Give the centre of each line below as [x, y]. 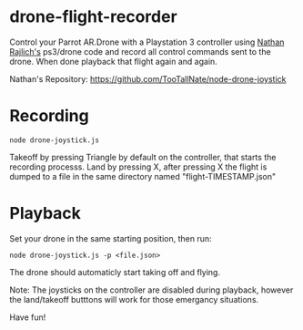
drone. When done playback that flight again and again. [114, 61]
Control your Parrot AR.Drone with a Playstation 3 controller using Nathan [147, 42]
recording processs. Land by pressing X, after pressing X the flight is [138, 167]
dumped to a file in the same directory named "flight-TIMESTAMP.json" [142, 176]
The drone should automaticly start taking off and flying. [115, 272]
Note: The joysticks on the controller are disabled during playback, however [151, 290]
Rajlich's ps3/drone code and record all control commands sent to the [140, 51]
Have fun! [28, 317]
